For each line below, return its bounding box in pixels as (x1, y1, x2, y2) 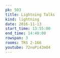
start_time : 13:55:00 (5, 26, 51, 31)
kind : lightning (5, 17, 39, 22)
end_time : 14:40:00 (5, 31, 46, 36)
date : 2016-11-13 (5, 21, 42, 27)
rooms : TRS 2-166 (5, 40, 42, 45)
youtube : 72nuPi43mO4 (5, 45, 51, 50)
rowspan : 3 (5, 36, 28, 41)
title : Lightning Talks (5, 12, 55, 17)
